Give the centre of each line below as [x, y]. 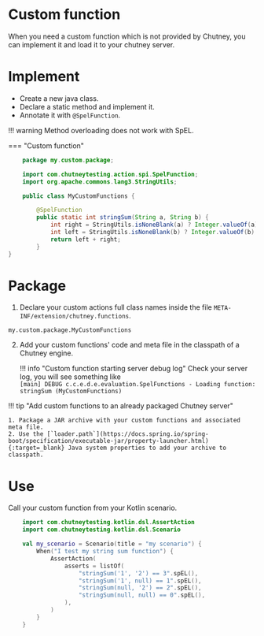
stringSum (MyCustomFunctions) [71, 392]
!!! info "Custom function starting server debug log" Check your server [134, 369]
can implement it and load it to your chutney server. [92, 44]
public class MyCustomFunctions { [79, 196]
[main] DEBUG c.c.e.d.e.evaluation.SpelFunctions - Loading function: [137, 385]
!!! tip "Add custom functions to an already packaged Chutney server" [121, 406]
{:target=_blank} [37, 448]
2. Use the [26, 434]
